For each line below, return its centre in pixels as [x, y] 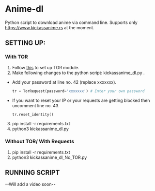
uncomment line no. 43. [36, 105]
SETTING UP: [25, 43]
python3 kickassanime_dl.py [40, 129]
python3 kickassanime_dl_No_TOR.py [49, 157]
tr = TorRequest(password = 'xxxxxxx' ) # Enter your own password [78, 91]
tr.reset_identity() [33, 115]
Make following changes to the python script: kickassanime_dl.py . [78, 73]
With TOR [16, 57]
